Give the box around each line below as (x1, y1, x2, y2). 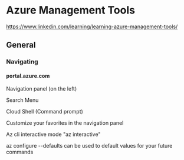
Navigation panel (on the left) (6, 85, 77, 92)
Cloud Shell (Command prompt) (6, 108, 84, 115)
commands (6, 148, 34, 156)
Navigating (6, 58, 38, 66)
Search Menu (6, 96, 39, 104)
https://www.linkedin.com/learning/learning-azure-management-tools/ (6, 23, 178, 30)
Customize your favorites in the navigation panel (6, 119, 124, 126)
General (6, 40, 37, 50)
